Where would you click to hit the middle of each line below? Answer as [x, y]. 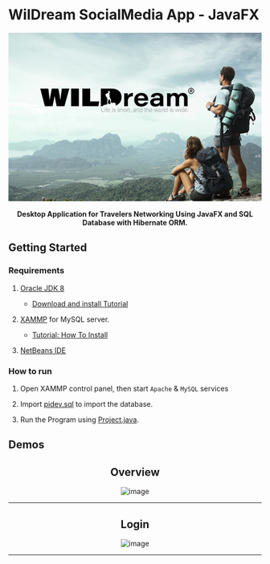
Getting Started [48, 248]
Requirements [37, 270]
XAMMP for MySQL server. [65, 319]
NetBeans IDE [43, 350]
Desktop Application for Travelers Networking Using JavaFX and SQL [135, 213]
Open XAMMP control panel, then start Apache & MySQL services [124, 388]
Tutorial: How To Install [70, 335]
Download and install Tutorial [80, 303]
